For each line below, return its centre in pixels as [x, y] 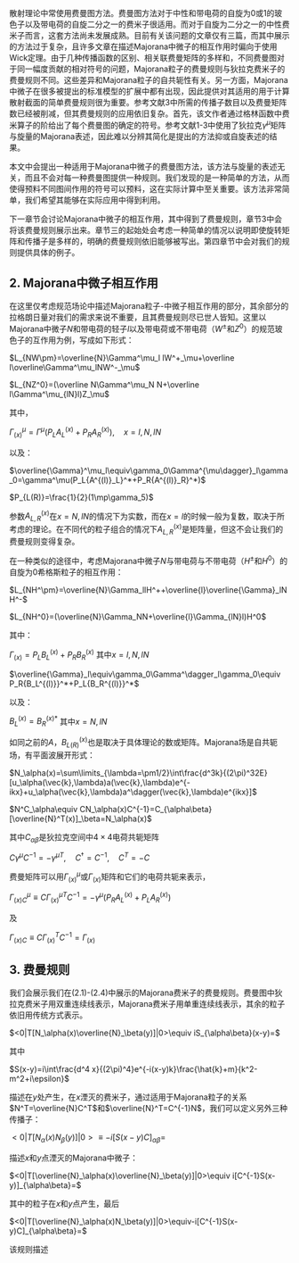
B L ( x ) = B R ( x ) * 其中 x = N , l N [58, 722]
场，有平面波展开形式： [52, 755]
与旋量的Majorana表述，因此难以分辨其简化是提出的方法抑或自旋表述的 [139, 136]
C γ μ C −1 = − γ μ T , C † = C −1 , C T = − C [80, 857]
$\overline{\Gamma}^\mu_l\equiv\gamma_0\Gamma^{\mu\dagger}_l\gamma [149, 470]
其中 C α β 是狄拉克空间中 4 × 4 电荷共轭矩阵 [85, 838]
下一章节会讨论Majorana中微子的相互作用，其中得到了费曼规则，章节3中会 [146, 219]
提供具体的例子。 [48, 252]
